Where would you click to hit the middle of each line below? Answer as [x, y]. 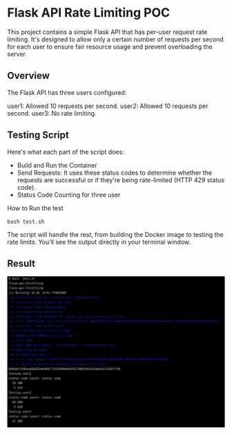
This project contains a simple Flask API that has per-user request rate [107, 32]
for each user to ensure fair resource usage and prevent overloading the [110, 46]
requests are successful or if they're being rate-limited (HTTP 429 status [121, 180]
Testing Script [38, 135]
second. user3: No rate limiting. [52, 113]
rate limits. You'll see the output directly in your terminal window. [99, 242]
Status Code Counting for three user [69, 195]
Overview [29, 76]
